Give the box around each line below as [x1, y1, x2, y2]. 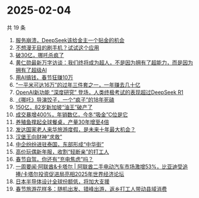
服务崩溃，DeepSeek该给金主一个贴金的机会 [15, 36, 125, 43]
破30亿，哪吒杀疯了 [15, 51, 64, 58]
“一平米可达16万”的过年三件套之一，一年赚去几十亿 [15, 81, 141, 88]
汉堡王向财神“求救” [15, 133, 63, 140]
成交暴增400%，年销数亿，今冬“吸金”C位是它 [15, 111, 128, 118]
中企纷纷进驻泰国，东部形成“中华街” [15, 140, 104, 147]
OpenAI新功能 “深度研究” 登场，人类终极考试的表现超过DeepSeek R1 [15, 89, 184, 96]
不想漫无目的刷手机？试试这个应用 [15, 44, 99, 51]
